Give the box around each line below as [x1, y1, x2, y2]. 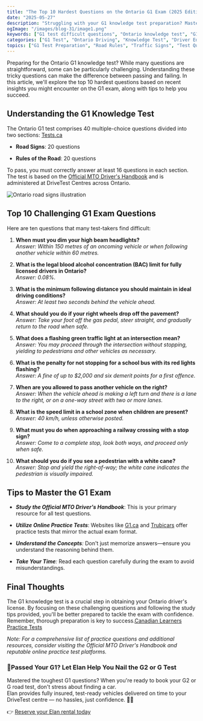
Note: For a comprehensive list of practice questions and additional [7, 635, 175, 642]
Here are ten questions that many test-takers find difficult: [7, 224, 151, 231]
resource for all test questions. [15, 510, 92, 517]
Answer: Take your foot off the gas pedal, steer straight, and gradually [15, 316, 192, 323]
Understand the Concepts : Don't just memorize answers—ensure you [15, 540, 191, 547]
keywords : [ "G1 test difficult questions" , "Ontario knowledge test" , [7, 31, 188, 37]
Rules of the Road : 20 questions [15, 155, 96, 162]
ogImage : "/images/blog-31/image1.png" [7, 25, 107, 32]
